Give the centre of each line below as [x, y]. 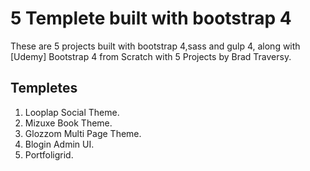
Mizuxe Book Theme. [68, 123]
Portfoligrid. [49, 154]
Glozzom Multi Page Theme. [83, 133]
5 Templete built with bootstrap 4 [151, 18]
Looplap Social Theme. [72, 112]
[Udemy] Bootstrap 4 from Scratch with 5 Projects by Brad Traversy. [151, 56]
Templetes [44, 88]
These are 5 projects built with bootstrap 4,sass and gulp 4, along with [155, 46]
